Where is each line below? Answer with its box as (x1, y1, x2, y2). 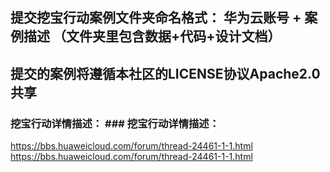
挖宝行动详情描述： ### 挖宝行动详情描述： (10, 116, 220, 130)
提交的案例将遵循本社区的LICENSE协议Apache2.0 (10, 65, 321, 82)
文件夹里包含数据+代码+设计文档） (65, 28, 282, 45)
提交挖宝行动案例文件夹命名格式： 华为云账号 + (10, 9, 302, 27)
